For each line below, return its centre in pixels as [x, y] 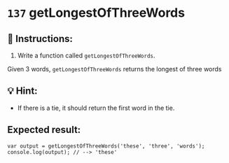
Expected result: [44, 130]
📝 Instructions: [40, 39]
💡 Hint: [22, 91]
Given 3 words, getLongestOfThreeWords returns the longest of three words [114, 69]
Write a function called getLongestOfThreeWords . [86, 55]
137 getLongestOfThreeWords [96, 13]
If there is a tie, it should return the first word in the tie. [96, 108]
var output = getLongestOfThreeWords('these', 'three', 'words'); [106, 146]
